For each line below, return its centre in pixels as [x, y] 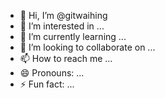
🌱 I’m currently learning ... [73, 36]
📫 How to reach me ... [66, 58]
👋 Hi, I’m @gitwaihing [63, 15]
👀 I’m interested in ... [62, 26]
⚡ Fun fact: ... [47, 84]
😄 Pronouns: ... [52, 73]
